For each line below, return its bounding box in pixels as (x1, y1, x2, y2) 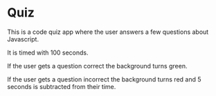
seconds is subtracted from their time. (7, 82, 116, 90)
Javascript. (7, 35, 39, 43)
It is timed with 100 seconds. (7, 48, 89, 57)
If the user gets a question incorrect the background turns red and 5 (7, 75, 202, 84)
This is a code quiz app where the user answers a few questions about (7, 28, 209, 36)
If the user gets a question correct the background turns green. (7, 61, 188, 70)
